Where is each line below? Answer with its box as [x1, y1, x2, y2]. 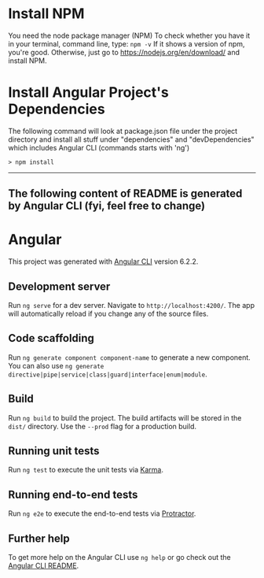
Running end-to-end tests [8, 487, 138, 501]
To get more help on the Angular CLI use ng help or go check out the [8, 553, 231, 562]
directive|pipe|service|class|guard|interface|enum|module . [8, 369, 207, 379]
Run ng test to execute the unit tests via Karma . [8, 465, 163, 475]
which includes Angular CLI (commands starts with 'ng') [8, 143, 190, 152]
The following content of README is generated [8, 187, 243, 201]
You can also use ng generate [8, 361, 104, 370]
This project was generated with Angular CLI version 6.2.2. [8, 257, 199, 266]
